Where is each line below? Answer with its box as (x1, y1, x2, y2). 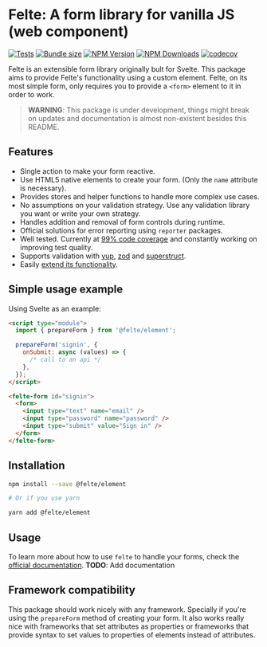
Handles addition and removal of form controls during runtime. (19, 217, 226, 226)
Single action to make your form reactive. (19, 166, 155, 176)
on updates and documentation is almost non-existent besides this (27, 113, 247, 123)
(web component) (8, 22, 129, 41)
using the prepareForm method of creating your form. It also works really (8, 613, 245, 622)
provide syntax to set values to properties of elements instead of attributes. (8, 629, 256, 639)
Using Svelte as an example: (8, 304, 101, 313)
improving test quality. (19, 242, 93, 252)
